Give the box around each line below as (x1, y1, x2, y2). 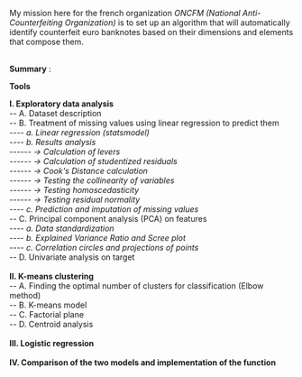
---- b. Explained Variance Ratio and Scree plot (9, 233, 187, 243)
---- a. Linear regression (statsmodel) (9, 127, 151, 138)
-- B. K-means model (9, 299, 87, 310)
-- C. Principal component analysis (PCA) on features (9, 214, 207, 224)
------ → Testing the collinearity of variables (9, 175, 175, 186)
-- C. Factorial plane (9, 309, 84, 319)
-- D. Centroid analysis (9, 319, 94, 329)
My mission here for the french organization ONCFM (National (9, 8, 241, 18)
